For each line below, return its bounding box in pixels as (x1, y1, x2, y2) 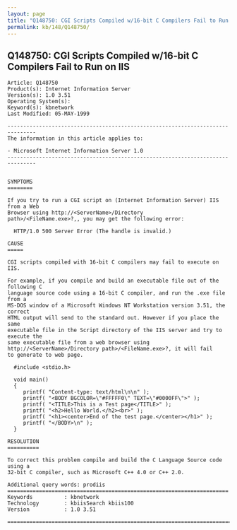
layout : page (7, 10, 46, 18)
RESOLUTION (7, 438, 39, 445)
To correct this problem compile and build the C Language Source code (7, 457, 222, 464)
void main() (13, 376, 49, 384)
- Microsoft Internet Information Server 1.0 (7, 148, 143, 155)
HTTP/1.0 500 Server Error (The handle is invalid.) (13, 228, 172, 235)
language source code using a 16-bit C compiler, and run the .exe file (7, 290, 226, 297)
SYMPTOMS (7, 178, 33, 186)
